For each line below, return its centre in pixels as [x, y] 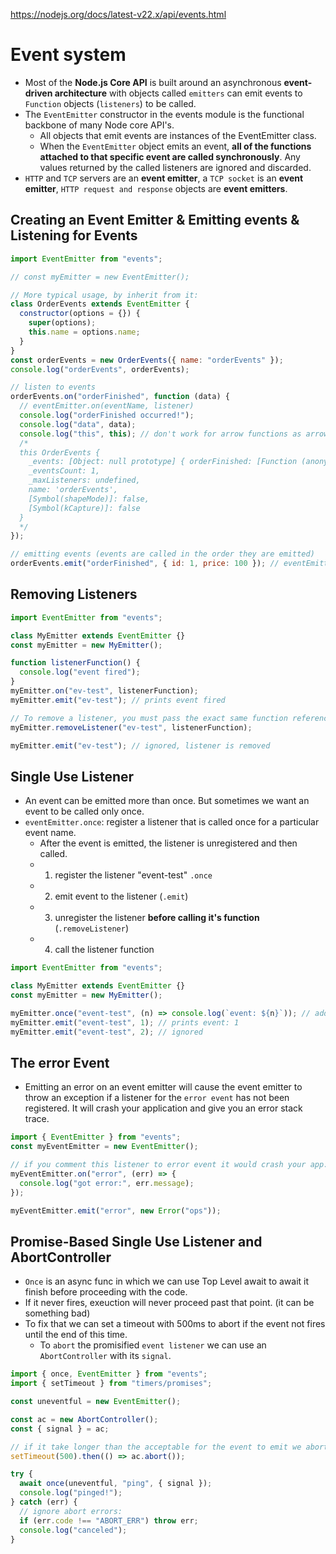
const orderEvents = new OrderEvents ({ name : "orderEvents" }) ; [147, 360]
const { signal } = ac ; [60, 1429]
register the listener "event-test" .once [133, 875]
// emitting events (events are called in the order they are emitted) [162, 554]
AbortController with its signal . [105, 1356]
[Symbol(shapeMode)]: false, [89, 499]
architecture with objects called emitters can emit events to [178, 93]
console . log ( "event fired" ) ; [80, 672]
